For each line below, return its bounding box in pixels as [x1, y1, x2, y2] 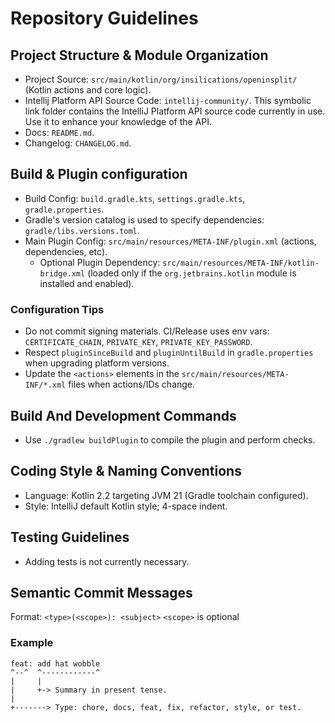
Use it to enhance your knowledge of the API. [24, 116, 213, 127]
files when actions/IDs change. [68, 378, 196, 391]
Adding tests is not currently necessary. [24, 555, 190, 567]
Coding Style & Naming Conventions [10, 463, 242, 480]
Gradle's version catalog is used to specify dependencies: [24, 213, 265, 226]
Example [10, 636, 54, 650]
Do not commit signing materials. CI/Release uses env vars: [24, 325, 270, 337]
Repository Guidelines [10, 7, 199, 30]
